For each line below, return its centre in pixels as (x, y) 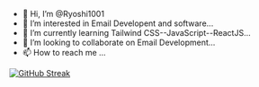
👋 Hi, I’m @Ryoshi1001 (63, 14)
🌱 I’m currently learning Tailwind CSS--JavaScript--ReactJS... (136, 33)
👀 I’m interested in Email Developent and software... (118, 23)
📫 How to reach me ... (64, 52)
